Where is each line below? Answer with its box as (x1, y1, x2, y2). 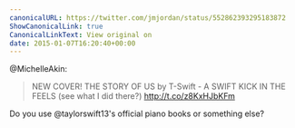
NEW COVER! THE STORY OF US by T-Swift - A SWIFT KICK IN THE (31, 81, 286, 92)
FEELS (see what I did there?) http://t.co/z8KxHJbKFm (31, 91, 236, 102)
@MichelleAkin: (9, 64, 68, 74)
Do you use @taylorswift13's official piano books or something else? (9, 108, 265, 119)
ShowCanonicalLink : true (9, 22, 103, 31)
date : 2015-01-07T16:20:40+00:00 (9, 38, 136, 48)
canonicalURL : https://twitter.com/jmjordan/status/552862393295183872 (9, 13, 286, 23)
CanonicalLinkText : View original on (9, 30, 152, 39)
